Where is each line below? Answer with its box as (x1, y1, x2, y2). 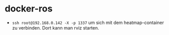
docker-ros (5, 3, 53, 14)
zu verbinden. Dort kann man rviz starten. (12, 24, 99, 30)
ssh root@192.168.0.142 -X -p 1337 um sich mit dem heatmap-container (12, 19, 164, 25)
